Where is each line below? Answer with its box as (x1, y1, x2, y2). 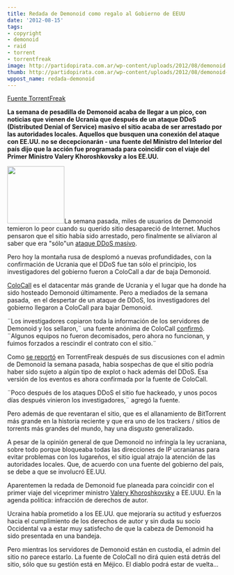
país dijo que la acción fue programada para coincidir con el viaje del (7, 145, 210, 154)
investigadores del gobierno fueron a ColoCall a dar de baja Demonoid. (7, 268, 211, 276)
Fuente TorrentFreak (7, 94, 66, 103)
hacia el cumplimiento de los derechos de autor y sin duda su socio (7, 517, 201, 525)
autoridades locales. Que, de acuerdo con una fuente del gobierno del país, (7, 460, 224, 469)
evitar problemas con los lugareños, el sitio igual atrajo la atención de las (7, 453, 216, 461)
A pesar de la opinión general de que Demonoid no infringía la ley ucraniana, (7, 438, 227, 446)
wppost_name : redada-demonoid (7, 75, 95, 82)
